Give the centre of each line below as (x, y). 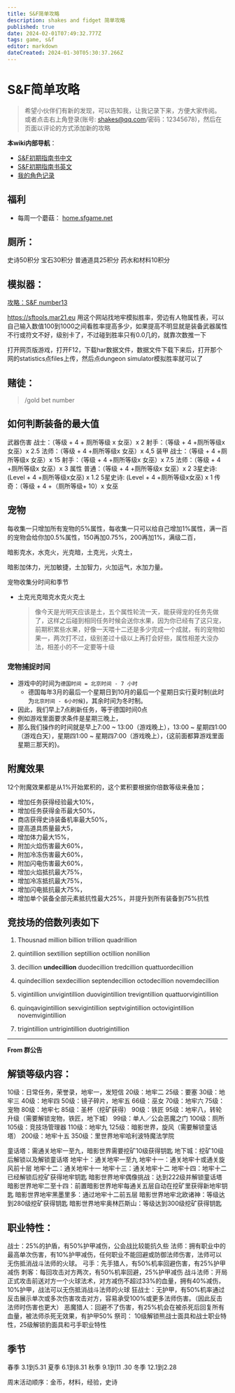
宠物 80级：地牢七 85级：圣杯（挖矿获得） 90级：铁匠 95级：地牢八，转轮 (115, 1110)
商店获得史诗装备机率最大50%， (64, 819)
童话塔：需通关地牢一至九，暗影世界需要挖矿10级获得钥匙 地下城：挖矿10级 (115, 1151)
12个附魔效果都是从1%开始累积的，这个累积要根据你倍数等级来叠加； (107, 787)
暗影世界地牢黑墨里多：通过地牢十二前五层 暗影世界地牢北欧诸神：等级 (117, 1195)
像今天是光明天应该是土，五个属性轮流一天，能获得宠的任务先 (124, 611)
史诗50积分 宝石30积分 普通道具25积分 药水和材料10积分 (88, 260)
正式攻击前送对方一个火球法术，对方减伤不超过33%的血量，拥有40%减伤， (116, 1281)
